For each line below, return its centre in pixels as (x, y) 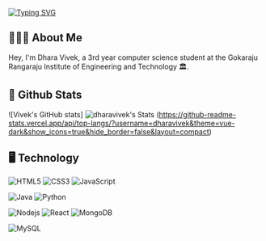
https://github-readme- (198, 114)
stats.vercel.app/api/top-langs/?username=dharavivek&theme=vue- (122, 123)
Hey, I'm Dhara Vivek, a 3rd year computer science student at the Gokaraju (133, 57)
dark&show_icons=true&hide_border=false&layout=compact (109, 131)
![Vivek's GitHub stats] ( (84, 114)
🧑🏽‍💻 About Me (45, 38)
